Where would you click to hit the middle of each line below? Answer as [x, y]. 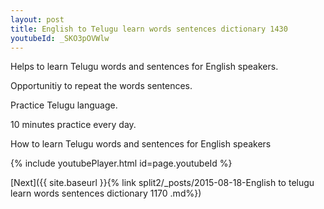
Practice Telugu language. [64, 105]
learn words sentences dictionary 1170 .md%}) [106, 193]
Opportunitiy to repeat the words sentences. [101, 86]
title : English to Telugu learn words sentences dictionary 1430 [149, 29]
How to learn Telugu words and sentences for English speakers [141, 144]
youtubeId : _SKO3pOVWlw [60, 38]
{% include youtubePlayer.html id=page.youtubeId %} [121, 163]
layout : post [37, 19]
